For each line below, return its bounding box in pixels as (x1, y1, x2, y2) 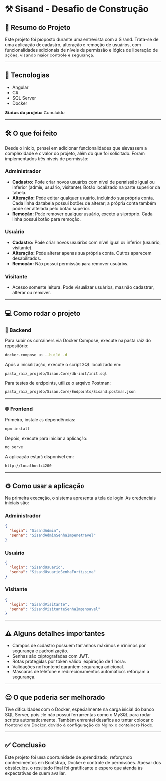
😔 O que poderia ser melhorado (5, 693, 105, 702)
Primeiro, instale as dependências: (5, 417, 76, 423)
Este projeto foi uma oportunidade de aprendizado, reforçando (5, 754, 132, 760)
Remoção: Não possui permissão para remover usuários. (12, 261, 129, 267)
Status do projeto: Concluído (5, 110, 65, 115)
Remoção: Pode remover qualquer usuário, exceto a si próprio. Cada (12, 211, 153, 217)
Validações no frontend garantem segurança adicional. (12, 664, 124, 669)
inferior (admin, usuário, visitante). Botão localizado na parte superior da (12, 184, 160, 190)
